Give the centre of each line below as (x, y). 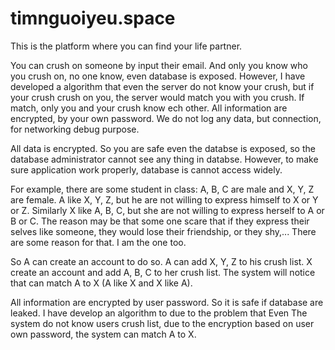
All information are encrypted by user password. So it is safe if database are (167, 302)
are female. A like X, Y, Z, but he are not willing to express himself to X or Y (164, 199)
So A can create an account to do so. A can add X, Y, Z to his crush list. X (161, 261)
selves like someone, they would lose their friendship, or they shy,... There (163, 231)
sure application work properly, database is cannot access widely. (146, 169)
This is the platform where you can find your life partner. (126, 46)
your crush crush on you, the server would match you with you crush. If (157, 97)
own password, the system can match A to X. (103, 334)
